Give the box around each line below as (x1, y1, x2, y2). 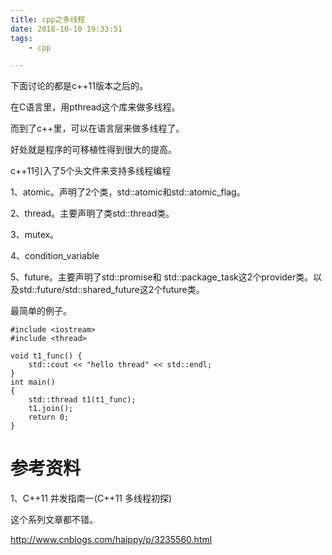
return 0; (28, 412, 70, 423)
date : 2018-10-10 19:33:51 (10, 24, 123, 34)
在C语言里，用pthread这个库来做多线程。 (10, 101, 181, 113)
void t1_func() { (10, 351, 83, 361)
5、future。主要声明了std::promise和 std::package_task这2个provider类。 (10, 271, 314, 283)
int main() (10, 377, 56, 388)
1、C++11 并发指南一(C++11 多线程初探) (10, 492, 173, 505)
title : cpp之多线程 (10, 14, 86, 25)
